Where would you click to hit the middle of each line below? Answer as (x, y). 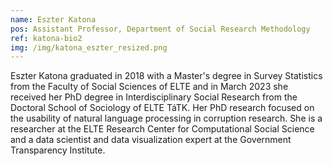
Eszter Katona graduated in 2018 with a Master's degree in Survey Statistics (166, 76)
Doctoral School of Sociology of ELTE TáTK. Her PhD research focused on (162, 108)
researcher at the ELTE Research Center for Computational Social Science (162, 129)
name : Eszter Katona (53, 19)
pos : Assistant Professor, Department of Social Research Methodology (160, 29)
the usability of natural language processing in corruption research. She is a (166, 118)
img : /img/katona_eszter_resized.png (89, 47)
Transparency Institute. (58, 150)
